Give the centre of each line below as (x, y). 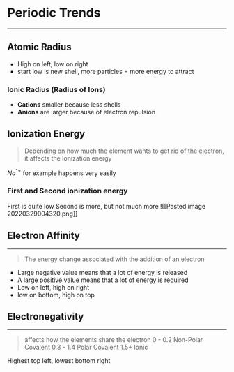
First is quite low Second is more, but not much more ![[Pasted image (107, 206)
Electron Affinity (44, 236)
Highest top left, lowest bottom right (59, 361)
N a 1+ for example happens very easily (62, 172)
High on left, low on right (53, 64)
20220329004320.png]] (42, 214)
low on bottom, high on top (56, 295)
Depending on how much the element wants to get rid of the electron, (124, 151)
